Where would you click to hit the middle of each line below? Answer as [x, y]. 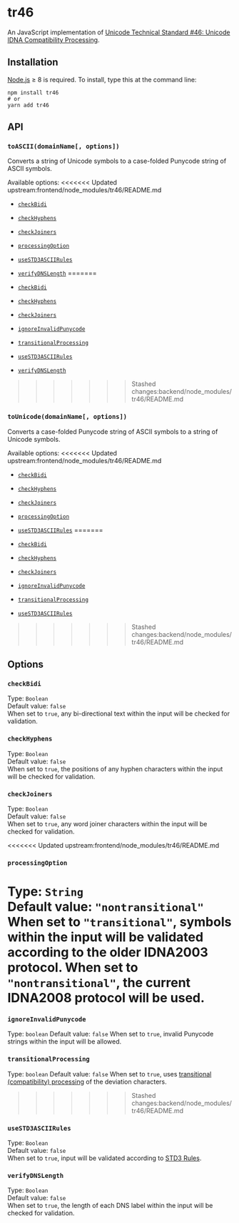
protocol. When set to [73, 967]
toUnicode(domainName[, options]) [67, 417]
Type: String [46, 892]
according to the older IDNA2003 [108, 952]
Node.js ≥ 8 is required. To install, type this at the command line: [102, 79]
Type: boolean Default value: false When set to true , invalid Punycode [111, 1034]
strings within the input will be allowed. [65, 1041]
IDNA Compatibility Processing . [54, 39]
